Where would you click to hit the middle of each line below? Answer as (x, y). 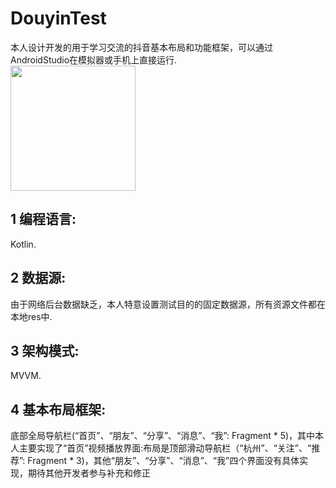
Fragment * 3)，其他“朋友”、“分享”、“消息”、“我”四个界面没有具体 (163, 461)
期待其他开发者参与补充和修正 (89, 473)
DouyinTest (58, 18)
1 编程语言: (43, 219)
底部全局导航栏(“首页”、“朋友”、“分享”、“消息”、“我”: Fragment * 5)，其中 (163, 436)
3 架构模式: (45, 350)
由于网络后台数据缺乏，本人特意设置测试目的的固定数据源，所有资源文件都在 (168, 304)
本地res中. (31, 316)
